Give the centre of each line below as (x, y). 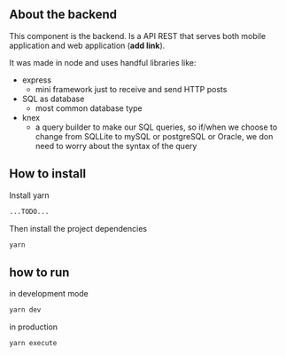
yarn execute (33, 344)
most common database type (89, 108)
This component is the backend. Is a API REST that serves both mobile (138, 36)
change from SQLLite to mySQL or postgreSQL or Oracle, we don (154, 136)
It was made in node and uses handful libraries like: (103, 62)
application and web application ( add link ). (87, 45)
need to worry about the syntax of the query (116, 146)
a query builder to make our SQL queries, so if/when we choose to (156, 127)
